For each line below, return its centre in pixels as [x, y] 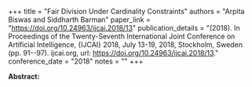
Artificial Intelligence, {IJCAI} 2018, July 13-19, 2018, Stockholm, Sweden [126, 45]
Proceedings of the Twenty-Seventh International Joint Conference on [122, 36]
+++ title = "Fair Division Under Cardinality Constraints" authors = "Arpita [126, 11]
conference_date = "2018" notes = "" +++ [76, 61]
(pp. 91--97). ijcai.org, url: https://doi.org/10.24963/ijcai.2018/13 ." [113, 53]
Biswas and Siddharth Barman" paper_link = [79, 20]
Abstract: [24, 76]
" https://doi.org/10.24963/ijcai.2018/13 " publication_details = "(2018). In [124, 28]
